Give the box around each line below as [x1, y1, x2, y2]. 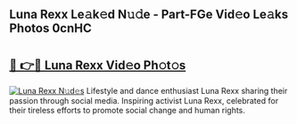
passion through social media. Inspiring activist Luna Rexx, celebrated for [9, 96, 279, 105]
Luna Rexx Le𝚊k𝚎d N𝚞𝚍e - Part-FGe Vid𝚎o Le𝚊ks [9, 7, 289, 22]
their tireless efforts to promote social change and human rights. [9, 105, 245, 115]
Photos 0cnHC [9, 21, 92, 36]
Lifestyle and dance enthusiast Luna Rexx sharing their [86, 86, 288, 96]
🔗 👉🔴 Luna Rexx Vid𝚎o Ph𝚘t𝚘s [9, 58, 186, 73]
